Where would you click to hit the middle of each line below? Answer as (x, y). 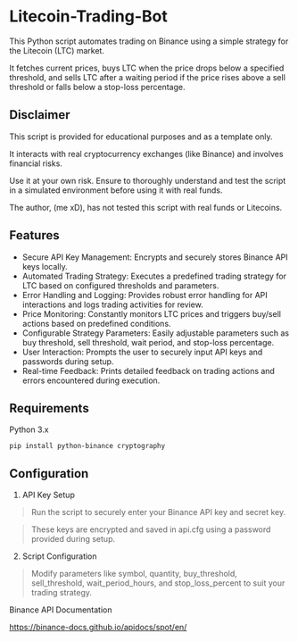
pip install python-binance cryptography (87, 446)
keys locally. (45, 266)
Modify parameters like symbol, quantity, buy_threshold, (134, 574)
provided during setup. (73, 539)
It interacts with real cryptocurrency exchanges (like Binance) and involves (146, 154)
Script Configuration (59, 556)
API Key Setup (49, 495)
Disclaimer (40, 115)
